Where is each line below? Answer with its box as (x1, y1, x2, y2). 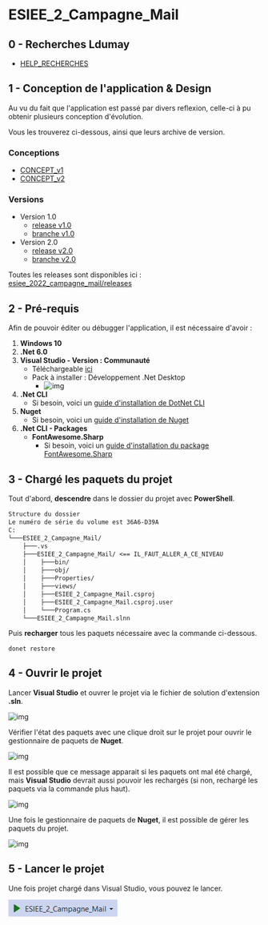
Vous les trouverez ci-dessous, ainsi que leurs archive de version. (8, 127, 226, 137)
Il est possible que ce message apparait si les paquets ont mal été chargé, (8, 766, 253, 776)
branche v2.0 (31, 255, 76, 264)
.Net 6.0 (19, 347, 48, 357)
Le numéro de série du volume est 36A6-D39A (8, 518, 159, 526)
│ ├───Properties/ (22, 574, 94, 582)
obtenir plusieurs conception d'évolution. (8, 111, 144, 121)
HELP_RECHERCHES (19, 58, 89, 68)
